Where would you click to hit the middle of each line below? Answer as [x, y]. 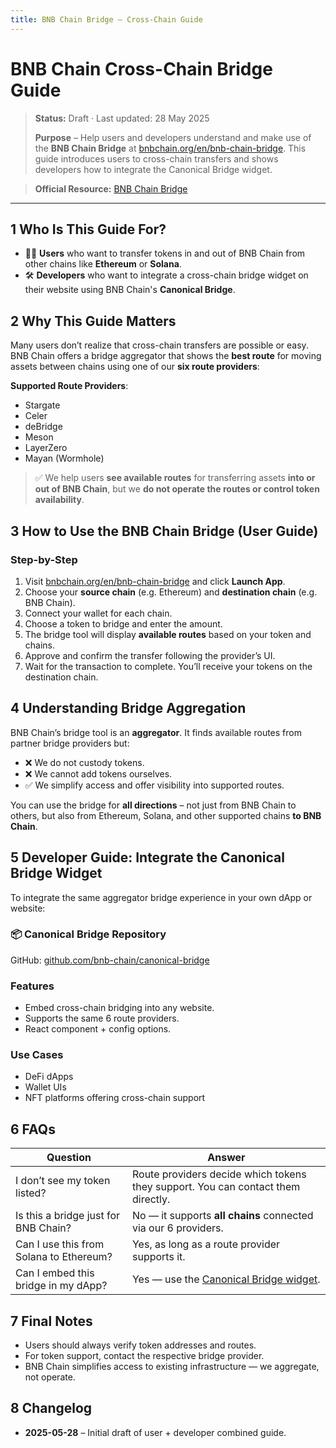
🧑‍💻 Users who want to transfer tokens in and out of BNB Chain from [165, 253]
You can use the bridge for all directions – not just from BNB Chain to [153, 805]
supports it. [158, 1257]
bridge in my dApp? [61, 1286]
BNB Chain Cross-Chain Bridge [141, 68]
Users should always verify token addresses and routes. [140, 1345]
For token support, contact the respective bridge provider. [144, 1356]
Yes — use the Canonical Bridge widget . [226, 1279]
